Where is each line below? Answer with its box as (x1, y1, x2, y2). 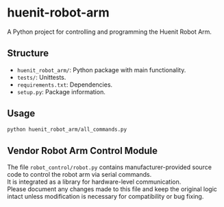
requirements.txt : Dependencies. (16, 80, 113, 89)
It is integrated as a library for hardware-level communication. (7, 177, 182, 186)
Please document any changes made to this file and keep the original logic (7, 185, 218, 193)
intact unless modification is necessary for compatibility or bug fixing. (7, 193, 204, 201)
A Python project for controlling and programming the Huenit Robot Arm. (7, 28, 212, 36)
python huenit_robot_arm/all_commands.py (7, 126, 127, 133)
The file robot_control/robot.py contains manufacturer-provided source (7, 163, 212, 171)
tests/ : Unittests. (16, 73, 66, 81)
